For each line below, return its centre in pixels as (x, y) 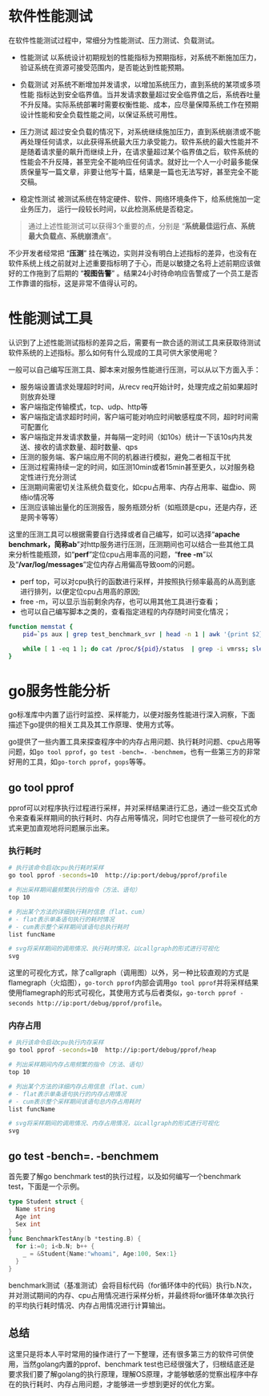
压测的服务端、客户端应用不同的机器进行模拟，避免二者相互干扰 (125, 457)
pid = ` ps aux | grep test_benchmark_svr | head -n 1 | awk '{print (136, 634)
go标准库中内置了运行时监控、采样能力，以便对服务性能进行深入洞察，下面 (132, 715)
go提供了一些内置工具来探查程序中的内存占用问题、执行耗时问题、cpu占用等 (134, 742)
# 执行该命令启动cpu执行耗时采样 (56, 868)
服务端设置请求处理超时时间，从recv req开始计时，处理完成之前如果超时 (139, 386)
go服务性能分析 (59, 691)
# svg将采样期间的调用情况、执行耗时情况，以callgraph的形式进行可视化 (114, 949)
